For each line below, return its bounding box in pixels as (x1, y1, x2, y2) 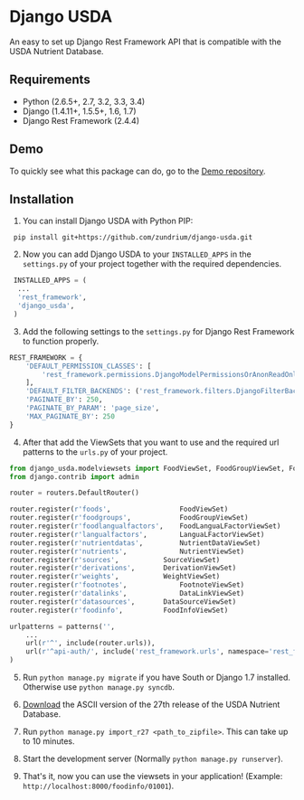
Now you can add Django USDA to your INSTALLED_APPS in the (22, 249, 252, 259)
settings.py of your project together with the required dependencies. (22, 259, 282, 269)
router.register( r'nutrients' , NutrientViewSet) (9, 547, 245, 556)
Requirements (9, 72, 90, 88)
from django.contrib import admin (9, 472, 140, 481)
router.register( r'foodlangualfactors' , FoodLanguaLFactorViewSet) (9, 522, 281, 531)
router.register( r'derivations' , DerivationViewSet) (9, 563, 237, 573)
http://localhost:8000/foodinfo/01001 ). (22, 780, 175, 791)
